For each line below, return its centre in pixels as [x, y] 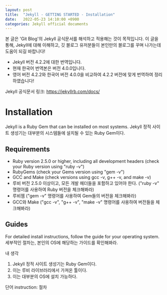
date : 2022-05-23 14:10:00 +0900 [42, 19]
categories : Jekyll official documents [47, 24]
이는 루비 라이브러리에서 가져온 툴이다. [50, 270]
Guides [17, 224]
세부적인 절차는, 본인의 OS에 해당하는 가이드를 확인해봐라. [62, 242]
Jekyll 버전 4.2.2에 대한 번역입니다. [47, 62]
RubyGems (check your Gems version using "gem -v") [68, 172]
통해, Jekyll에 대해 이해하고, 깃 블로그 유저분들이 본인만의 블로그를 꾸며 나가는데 [83, 45]
